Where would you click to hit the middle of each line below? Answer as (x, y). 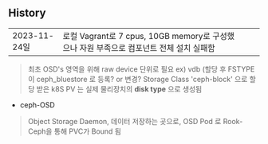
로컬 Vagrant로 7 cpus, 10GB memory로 (137, 36)
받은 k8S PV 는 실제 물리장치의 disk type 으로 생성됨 (119, 89)
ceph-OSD (37, 105)
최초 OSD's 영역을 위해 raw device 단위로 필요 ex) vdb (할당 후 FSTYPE (141, 69)
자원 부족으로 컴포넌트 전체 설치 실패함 (147, 48)
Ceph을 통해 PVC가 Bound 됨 (75, 131)
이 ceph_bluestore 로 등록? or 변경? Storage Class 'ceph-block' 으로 (138, 79)
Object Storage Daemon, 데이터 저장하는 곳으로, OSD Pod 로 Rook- (135, 121)
